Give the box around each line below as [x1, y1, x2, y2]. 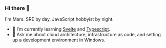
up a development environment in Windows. [12, 37, 106, 43]
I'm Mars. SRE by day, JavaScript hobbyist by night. [5, 16, 114, 22]
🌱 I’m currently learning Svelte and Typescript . [12, 26, 111, 32]
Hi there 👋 [5, 5, 30, 12]
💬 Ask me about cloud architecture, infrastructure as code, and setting [12, 32, 161, 38]
